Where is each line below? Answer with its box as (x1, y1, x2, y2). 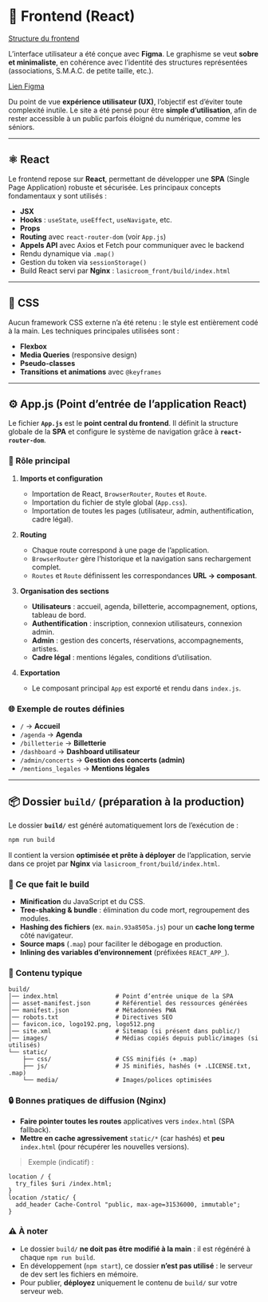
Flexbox (19, 341, 48, 351)
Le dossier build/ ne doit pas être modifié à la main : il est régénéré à (19, 1244, 251, 1253)
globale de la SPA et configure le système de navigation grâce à (8, 427, 219, 437)
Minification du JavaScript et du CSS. (19, 896, 145, 906)
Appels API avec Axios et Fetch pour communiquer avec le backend (19, 240, 245, 250)
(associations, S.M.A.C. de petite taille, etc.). (8, 65, 154, 75)
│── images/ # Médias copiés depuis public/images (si (8, 1034, 259, 1043)
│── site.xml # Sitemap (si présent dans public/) (8, 1028, 241, 1036)
